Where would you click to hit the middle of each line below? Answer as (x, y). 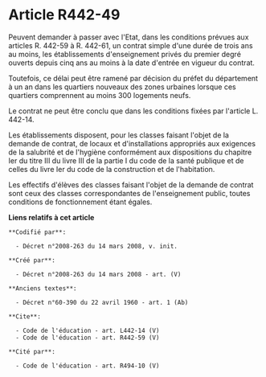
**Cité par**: (32, 351)
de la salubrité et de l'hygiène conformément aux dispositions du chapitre (130, 152)
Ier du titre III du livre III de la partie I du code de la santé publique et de (126, 160)
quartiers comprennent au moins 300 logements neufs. (100, 95)
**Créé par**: (32, 260)
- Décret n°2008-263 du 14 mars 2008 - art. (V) (98, 274)
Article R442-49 (64, 15)
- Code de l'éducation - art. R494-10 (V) (88, 366)
